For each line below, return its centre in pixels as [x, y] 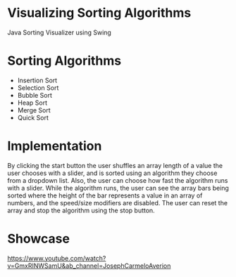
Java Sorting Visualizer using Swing [59, 32]
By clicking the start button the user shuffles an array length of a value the [115, 165]
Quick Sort [33, 117]
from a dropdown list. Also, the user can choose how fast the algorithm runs [118, 180]
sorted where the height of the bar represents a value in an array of [105, 195]
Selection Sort [38, 88]
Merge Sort [34, 110]
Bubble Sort [35, 95]
